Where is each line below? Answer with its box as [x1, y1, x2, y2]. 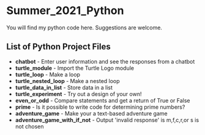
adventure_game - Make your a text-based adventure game [15, 109, 168, 117]
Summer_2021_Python [6, 4, 124, 18]
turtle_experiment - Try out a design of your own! [15, 90, 142, 98]
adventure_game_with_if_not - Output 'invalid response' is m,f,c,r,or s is [15, 116, 199, 123]
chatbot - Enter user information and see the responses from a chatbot [15, 57, 195, 65]
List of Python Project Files [6, 42, 111, 52]
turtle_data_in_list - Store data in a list [15, 84, 113, 91]
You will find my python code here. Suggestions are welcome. [6, 24, 162, 31]
